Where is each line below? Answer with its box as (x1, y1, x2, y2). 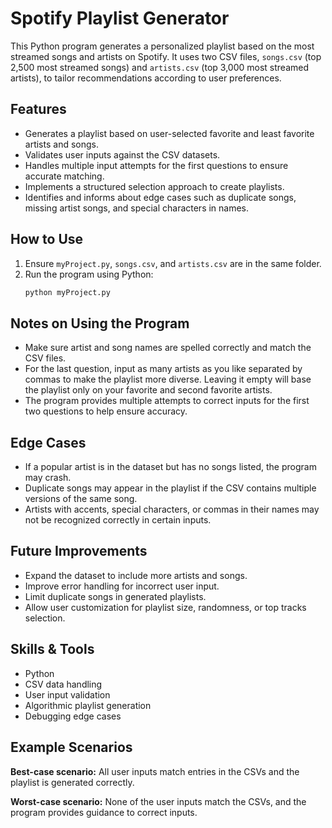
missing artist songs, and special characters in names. (24, 202, 250, 214)
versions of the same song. (24, 493, 138, 505)
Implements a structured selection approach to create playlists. (24, 180, 285, 192)
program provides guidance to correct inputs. (10, 806, 198, 818)
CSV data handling (24, 678, 103, 690)
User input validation (24, 688, 111, 701)
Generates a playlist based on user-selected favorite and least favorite (24, 127, 315, 139)
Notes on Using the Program (10, 315, 190, 332)
